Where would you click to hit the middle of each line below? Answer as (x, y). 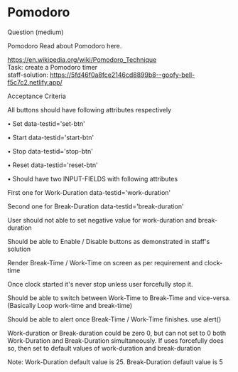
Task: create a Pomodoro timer (53, 67)
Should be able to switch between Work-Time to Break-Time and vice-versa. (119, 298)
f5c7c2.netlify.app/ (35, 82)
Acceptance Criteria (37, 96)
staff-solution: (28, 75)
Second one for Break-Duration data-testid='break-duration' (96, 206)
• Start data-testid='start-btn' (51, 137)
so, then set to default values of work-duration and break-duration (104, 348)
